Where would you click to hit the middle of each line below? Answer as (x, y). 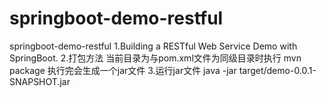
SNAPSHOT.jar (40, 81)
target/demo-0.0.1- (277, 70)
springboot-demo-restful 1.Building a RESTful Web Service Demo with (153, 46)
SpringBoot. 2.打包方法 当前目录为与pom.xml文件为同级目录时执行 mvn (155, 58)
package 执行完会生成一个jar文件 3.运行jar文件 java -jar (123, 70)
